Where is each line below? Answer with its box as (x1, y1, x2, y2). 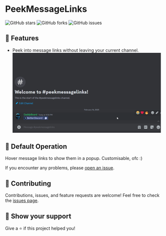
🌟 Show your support (5, 212, 72, 220)
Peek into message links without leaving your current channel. (12, 47, 139, 53)
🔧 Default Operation (5, 142, 68, 151)
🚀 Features (5, 34, 39, 42)
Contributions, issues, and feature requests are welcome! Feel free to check (5, 193, 160, 198)
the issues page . (5, 197, 39, 203)
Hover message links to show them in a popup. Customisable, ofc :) (5, 156, 143, 161)
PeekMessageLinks (5, 3, 87, 15)
